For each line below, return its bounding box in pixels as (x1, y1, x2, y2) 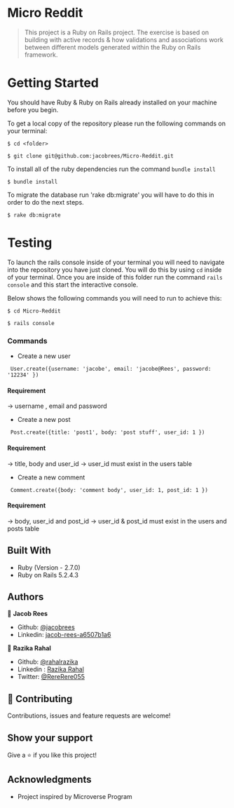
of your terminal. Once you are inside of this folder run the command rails (7, 273, 223, 281)
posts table (7, 524, 40, 533)
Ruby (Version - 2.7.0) (17, 563, 81, 572)
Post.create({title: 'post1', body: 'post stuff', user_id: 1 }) (10, 429, 205, 436)
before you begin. (7, 105, 59, 114)
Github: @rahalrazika (17, 657, 78, 666)
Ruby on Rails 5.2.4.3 (17, 570, 79, 579)
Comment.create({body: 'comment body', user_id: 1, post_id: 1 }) (10, 486, 209, 493)
